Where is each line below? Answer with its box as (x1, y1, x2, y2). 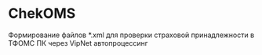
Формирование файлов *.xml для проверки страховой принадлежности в (8, 30, 255, 40)
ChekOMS (8, 5, 76, 22)
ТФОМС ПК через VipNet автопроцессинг (8, 38, 148, 47)
